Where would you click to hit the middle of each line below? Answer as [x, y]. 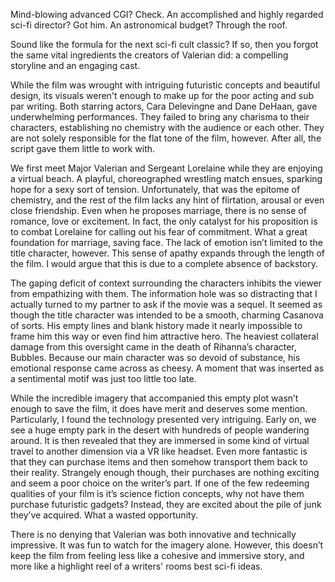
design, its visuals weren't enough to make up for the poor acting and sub [162, 95]
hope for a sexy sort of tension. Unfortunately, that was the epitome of [155, 189]
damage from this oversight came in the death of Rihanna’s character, [153, 347]
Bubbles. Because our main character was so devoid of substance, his [155, 357]
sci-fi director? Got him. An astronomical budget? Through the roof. [149, 25]
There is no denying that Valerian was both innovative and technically [153, 534]
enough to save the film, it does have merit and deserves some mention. [159, 408]
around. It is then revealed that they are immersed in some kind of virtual [160, 440]
